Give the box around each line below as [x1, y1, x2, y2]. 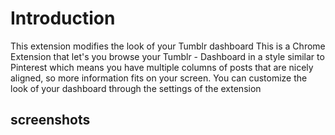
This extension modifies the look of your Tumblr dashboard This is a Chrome [10, 40, 326, 52]
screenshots [10, 112, 91, 129]
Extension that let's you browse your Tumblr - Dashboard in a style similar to [10, 50, 325, 62]
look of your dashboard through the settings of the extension [10, 82, 262, 94]
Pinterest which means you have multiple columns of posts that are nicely [10, 61, 314, 73]
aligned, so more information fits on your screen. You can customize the [10, 72, 308, 84]
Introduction [10, 7, 116, 30]
